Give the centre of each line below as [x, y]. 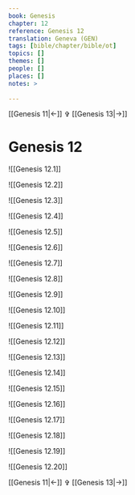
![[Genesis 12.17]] [37, 420]
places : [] [27, 76]
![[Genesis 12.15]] [37, 388]
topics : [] [27, 53]
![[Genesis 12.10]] [37, 310]
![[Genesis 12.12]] [37, 341]
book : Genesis [32, 16]
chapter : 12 [28, 23]
